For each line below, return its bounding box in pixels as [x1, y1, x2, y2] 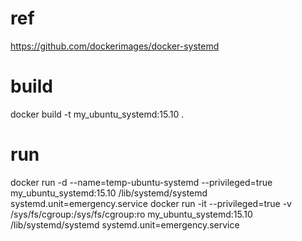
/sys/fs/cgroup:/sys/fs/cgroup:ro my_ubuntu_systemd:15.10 [10, 208, 253, 220]
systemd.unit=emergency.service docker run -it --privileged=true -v [10, 197, 292, 209]
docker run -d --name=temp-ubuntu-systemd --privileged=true [10, 176, 273, 188]
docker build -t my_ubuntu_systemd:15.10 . [10, 108, 185, 120]
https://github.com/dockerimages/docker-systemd [10, 40, 220, 52]
